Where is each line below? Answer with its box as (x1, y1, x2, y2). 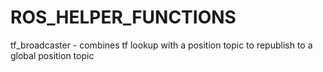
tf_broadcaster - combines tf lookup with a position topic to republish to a (10, 39, 313, 51)
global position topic (10, 49, 95, 61)
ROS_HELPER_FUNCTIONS (10, 6, 237, 29)
